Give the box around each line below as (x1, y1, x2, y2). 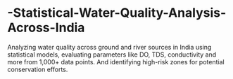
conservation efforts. (7, 65, 68, 73)
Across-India (7, 20, 85, 36)
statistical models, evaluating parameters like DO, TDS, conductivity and (7, 50, 217, 59)
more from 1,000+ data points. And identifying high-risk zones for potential (7, 57, 225, 66)
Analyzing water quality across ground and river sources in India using (7, 43, 212, 51)
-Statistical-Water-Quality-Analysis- (7, 5, 227, 21)
